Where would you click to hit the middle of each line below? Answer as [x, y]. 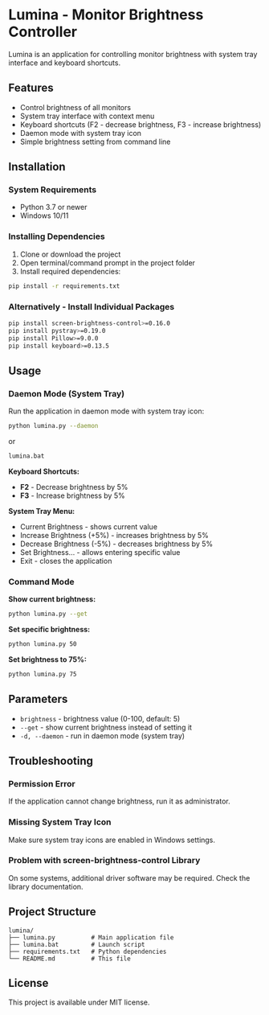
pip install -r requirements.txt [64, 286]
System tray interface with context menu [87, 116]
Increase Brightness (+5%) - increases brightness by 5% [114, 535]
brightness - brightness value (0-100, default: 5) [100, 718]
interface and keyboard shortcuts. [65, 63]
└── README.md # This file [69, 959]
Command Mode [41, 581]
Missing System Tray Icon [60, 822]
